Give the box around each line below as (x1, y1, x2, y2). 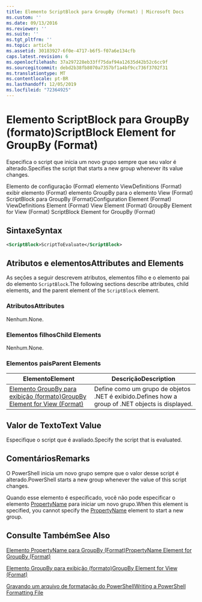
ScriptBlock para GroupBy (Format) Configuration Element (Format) (6, 195, 172, 202)
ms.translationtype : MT (6, 70, 66, 76)
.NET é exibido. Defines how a (94, 392, 177, 401)
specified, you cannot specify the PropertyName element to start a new (6, 506, 184, 514)
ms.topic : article (6, 43, 52, 49)
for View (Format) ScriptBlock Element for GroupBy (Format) (6, 208, 156, 215)
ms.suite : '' (6, 31, 39, 37)
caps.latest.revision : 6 (6, 53, 69, 59)
